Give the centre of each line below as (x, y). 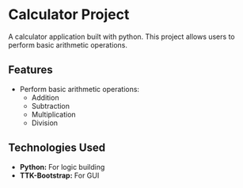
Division (44, 123)
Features (30, 70)
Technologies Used (57, 148)
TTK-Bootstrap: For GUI (59, 175)
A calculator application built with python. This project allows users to (121, 36)
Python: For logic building (62, 167)
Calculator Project (69, 15)
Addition (45, 98)
